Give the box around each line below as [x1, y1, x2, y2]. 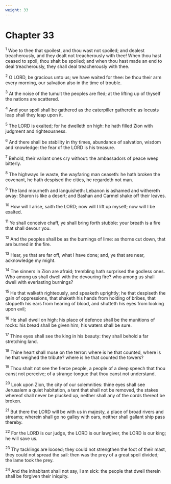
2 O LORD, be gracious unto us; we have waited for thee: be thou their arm [5, 74, 162, 80]
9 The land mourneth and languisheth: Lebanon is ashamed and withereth [5, 186, 160, 193]
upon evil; [5, 306, 27, 312]
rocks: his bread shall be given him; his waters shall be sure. [5, 322, 132, 328]
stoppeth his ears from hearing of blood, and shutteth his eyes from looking [5, 301, 164, 307]
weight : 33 [5, 7, 29, 13]
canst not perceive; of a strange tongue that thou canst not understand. [5, 371, 156, 377]
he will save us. [5, 435, 38, 442]
